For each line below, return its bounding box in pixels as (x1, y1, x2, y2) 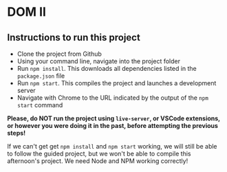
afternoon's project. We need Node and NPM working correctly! (7, 157, 188, 165)
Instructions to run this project (7, 32, 141, 43)
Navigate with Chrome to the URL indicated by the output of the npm (17, 94, 208, 102)
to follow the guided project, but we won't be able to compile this (7, 149, 191, 158)
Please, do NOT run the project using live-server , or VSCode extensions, (7, 114, 220, 122)
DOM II (7, 4, 47, 20)
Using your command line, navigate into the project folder (17, 57, 181, 65)
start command (17, 101, 63, 109)
